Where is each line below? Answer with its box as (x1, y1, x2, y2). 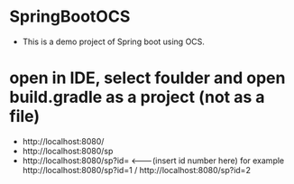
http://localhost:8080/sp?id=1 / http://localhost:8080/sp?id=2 (22, 164, 251, 175)
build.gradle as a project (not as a (9, 87, 265, 107)
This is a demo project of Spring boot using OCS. (22, 36, 206, 47)
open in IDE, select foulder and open (9, 68, 286, 88)
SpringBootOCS (9, 6, 131, 27)
